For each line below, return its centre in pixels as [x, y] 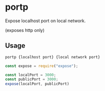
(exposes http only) [25, 30]
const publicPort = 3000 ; [32, 79]
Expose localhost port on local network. [45, 21]
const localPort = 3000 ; [31, 75]
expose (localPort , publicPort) [37, 84]
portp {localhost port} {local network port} [52, 57]
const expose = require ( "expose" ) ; [42, 66]
